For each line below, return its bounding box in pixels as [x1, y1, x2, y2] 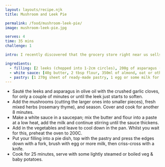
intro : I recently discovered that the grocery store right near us [5, 52, 148, 57]
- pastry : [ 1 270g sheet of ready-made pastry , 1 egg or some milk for [9, 75, 160, 80]
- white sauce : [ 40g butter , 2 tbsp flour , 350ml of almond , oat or [9, 70, 153, 75]
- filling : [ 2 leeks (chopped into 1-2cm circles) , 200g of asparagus [9, 66, 157, 70]
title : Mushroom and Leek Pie [5, 12, 67, 17]
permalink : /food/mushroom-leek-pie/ [5, 21, 82, 26]
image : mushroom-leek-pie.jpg [5, 25, 67, 30]
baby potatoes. [12, 156, 43, 163]
